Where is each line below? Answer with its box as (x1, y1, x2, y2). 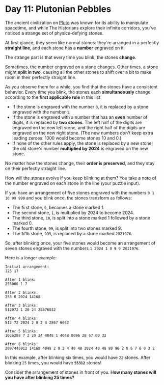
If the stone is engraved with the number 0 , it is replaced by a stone (12, 104, 149, 110)
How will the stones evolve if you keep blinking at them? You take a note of (5, 175, 157, 181)
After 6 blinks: (5, 341, 38, 347)
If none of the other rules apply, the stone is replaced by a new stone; (12, 140, 153, 146)
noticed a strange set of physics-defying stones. (5, 30, 104, 36)
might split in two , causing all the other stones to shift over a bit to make (5, 69, 152, 75)
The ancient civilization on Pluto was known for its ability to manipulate (5, 20, 148, 26)
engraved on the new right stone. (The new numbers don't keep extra (12, 130, 153, 136)
